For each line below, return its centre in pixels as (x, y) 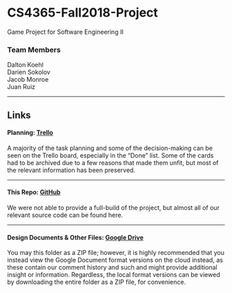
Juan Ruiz (21, 87)
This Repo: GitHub (34, 192)
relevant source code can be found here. (65, 215)
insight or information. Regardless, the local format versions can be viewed (114, 275)
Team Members (34, 50)
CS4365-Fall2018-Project (83, 13)
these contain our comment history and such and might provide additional (112, 267)
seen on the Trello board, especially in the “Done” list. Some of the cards (110, 155)
